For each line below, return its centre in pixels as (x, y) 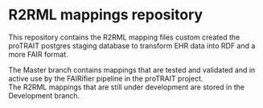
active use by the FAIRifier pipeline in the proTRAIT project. (106, 78)
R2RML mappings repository (106, 15)
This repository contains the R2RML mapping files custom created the (124, 37)
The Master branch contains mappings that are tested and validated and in (132, 69)
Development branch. (44, 95)
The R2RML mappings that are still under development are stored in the (127, 87)
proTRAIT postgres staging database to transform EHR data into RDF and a (132, 45)
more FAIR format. (38, 54)
